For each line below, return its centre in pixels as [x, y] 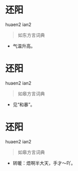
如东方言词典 [31, 35]
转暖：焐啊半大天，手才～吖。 [44, 163]
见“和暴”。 [24, 104]
